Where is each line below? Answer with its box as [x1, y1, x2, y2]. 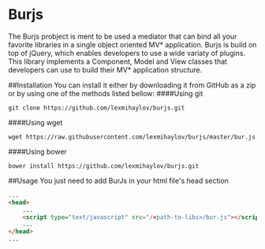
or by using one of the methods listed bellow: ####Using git [8, 88, 203, 98]
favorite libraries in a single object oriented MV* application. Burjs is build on [8, 39, 257, 49]
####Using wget [8, 117, 63, 127]
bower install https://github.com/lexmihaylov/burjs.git [8, 162, 200, 170]
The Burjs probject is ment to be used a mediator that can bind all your [8, 32, 237, 41]
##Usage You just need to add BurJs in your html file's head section [8, 176, 229, 185]
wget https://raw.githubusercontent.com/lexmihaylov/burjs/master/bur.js [8, 132, 256, 141]
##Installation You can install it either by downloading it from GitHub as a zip [8, 80, 256, 90]
